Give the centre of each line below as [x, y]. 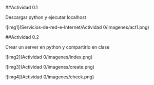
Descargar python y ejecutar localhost [46, 17]
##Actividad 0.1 [22, 7]
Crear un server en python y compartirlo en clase [57, 47]
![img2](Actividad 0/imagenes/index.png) [49, 57]
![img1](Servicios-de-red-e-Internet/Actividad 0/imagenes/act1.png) [78, 27]
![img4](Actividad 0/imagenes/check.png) [50, 77]
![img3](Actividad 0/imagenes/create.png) [50, 67]
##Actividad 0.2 [22, 37]
